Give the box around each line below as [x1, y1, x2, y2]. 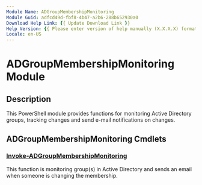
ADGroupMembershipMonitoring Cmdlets [6, 134, 167, 144]
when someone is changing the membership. [6, 172, 118, 179]
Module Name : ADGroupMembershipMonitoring [6, 8, 114, 15]
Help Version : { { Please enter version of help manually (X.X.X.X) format [6, 25, 198, 32]
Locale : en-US [6, 31, 42, 37]
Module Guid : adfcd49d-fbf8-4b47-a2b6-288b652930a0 [6, 14, 138, 20]
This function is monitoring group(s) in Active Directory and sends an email [6, 165, 192, 172]
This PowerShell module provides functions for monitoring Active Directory [6, 110, 192, 118]
